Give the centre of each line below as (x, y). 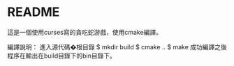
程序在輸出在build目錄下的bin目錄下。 (62, 56)
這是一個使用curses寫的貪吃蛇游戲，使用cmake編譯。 (85, 32)
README (34, 12)
